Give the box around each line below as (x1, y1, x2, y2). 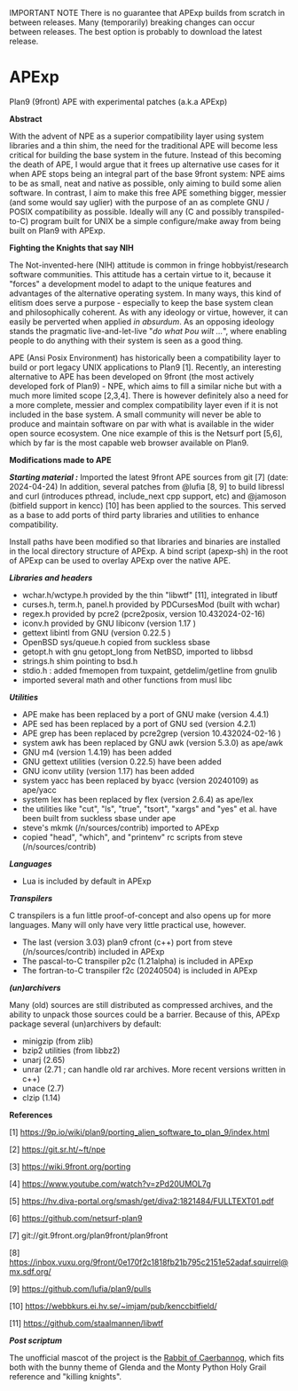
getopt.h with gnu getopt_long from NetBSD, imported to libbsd (21, 646, 254, 657)
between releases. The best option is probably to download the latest (9, 27, 263, 36)
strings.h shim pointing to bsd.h (21, 655, 138, 666)
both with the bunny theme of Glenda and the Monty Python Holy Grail (9, 1362, 267, 1372)
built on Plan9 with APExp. (9, 225, 106, 236)
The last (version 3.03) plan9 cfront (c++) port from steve (21, 937, 233, 947)
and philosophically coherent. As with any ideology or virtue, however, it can (9, 307, 288, 317)
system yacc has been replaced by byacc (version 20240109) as (21, 775, 259, 786)
